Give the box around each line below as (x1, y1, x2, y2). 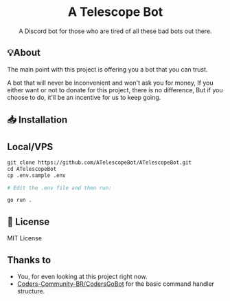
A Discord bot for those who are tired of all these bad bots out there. (19, 27, 212, 35)
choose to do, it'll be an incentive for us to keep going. (7, 93, 161, 101)
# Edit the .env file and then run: (7, 184, 112, 191)
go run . (7, 197, 32, 204)
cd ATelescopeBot (7, 165, 57, 172)
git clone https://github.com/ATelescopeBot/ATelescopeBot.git (7, 159, 192, 166)
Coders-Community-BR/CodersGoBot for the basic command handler (16, 280, 215, 288)
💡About (7, 47, 41, 59)
